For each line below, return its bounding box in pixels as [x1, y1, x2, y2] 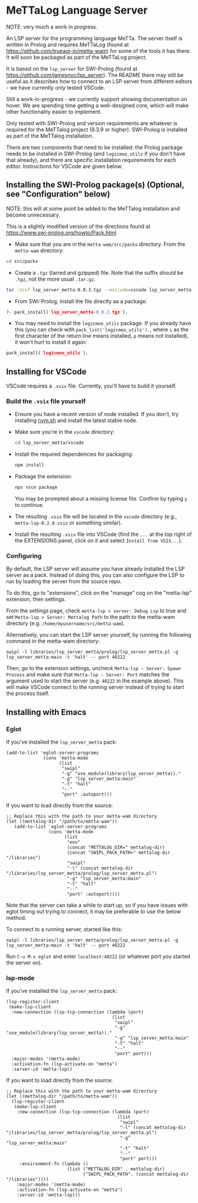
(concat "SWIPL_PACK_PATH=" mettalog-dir [67, 849, 170, 855]
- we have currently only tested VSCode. [6, 84, 105, 91]
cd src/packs [6, 258, 38, 264]
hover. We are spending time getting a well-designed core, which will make [6, 101, 189, 109]
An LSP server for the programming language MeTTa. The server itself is [6, 34, 183, 42]
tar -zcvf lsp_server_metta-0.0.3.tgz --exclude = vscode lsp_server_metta [6, 287, 192, 293]
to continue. [14, 501, 44, 508]
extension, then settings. [6, 596, 66, 603]
